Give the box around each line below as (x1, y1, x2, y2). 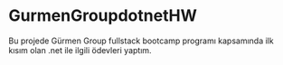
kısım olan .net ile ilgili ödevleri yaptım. (8, 44, 152, 55)
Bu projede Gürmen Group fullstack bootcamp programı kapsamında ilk (8, 35, 274, 46)
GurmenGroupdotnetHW (8, 5, 198, 26)
